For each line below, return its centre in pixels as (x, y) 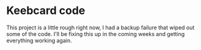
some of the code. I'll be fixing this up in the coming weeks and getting (96, 34)
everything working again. (39, 40)
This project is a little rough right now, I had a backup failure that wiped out (100, 27)
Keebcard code (46, 11)
